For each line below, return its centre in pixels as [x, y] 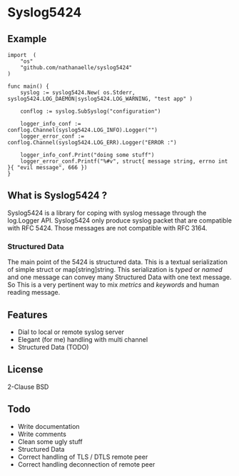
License [25, 369]
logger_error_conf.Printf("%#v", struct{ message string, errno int [124, 161]
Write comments [42, 434]
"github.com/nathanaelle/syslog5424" [76, 68]
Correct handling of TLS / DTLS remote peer [83, 457]
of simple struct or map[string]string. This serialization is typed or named [115, 270]
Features [27, 315]
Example [27, 39]
